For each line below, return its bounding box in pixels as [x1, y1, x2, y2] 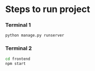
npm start [5, 61, 26, 66]
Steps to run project [5, 4, 90, 15]
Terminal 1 [5, 22, 31, 29]
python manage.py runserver [5, 33, 65, 38]
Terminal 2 [5, 45, 32, 52]
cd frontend [5, 56, 30, 61]
